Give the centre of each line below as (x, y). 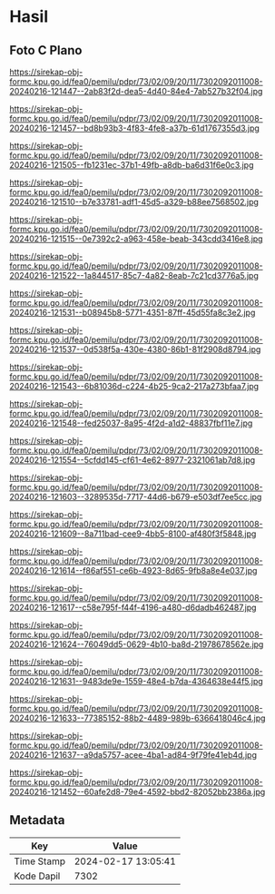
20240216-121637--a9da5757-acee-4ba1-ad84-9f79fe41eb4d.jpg (133, 755)
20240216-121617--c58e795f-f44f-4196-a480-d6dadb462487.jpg (133, 607)
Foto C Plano (46, 50)
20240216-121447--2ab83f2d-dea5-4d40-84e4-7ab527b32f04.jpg (136, 91)
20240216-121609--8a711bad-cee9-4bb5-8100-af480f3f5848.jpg (133, 534)
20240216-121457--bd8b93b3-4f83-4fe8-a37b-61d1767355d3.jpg (135, 128)
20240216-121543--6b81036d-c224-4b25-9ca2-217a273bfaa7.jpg (134, 386)
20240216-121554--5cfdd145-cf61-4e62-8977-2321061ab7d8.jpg (133, 460)
